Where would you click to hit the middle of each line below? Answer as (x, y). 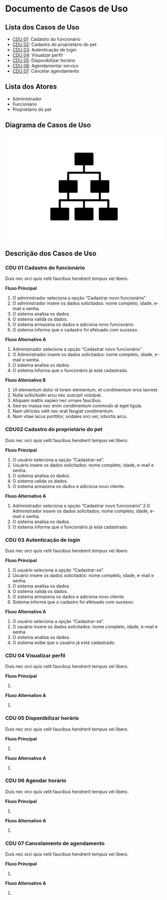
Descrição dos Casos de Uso (51, 254)
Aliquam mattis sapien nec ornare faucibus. (57, 400)
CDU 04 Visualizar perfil (35, 655)
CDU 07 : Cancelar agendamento (46, 71)
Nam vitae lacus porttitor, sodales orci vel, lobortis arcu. (70, 416)
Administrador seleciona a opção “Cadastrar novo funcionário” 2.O (81, 505)
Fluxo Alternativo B (25, 380)
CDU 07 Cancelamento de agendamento (55, 843)
